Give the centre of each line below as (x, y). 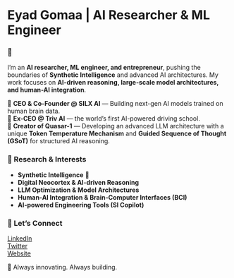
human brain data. (34, 111)
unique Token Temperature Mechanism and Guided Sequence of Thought (117, 133)
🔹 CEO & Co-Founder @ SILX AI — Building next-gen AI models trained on (115, 104)
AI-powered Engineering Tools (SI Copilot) (81, 205)
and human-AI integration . (47, 90)
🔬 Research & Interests (47, 159)
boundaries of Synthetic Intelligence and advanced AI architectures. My (113, 75)
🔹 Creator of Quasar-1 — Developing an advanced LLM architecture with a (116, 126)
